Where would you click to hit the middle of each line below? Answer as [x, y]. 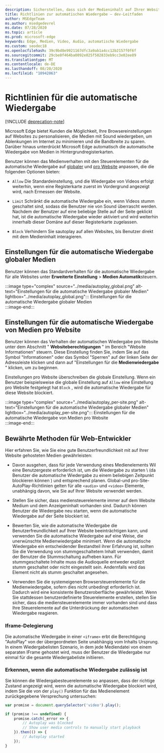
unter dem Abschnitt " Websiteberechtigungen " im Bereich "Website [76, 347]
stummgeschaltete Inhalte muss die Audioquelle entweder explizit [78, 562]
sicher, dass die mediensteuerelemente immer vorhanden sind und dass [84, 603]
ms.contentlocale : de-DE [30, 64]
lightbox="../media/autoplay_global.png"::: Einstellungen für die [68, 296]
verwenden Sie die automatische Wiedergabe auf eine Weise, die [78, 536]
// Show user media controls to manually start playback [82, 728]
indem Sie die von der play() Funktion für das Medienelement [67, 691]
